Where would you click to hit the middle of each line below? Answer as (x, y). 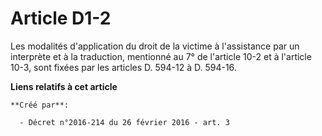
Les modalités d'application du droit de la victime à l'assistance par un (155, 46)
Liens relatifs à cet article (64, 86)
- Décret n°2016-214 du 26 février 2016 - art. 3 (124, 122)
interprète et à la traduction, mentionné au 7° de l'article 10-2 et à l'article (161, 56)
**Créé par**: (40, 105)
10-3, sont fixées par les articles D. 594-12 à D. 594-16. (123, 67)
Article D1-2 (61, 18)
